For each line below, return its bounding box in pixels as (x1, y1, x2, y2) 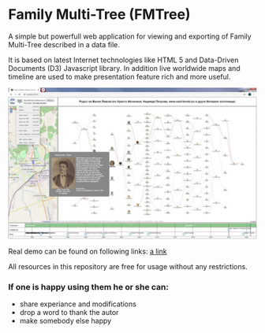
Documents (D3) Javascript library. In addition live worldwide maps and (8, 63, 241, 72)
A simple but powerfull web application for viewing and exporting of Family (8, 31, 252, 41)
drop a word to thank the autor (19, 308, 119, 317)
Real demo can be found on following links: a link (8, 246, 167, 257)
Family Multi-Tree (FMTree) (8, 6, 191, 24)
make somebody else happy (19, 316, 112, 326)
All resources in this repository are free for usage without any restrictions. (8, 262, 248, 272)
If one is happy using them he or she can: (8, 281, 170, 292)
